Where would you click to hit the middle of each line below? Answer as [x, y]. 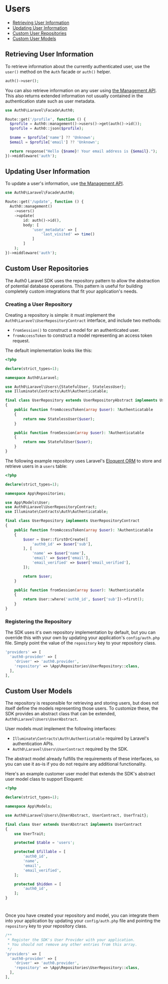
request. [21, 340]
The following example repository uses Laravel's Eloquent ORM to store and [83, 460]
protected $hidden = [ [38, 884]
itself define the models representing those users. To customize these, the [82, 708]
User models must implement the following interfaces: [61, 729]
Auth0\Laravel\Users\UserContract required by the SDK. [70, 749]
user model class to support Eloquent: [44, 779]
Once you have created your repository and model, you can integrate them [82, 915]
